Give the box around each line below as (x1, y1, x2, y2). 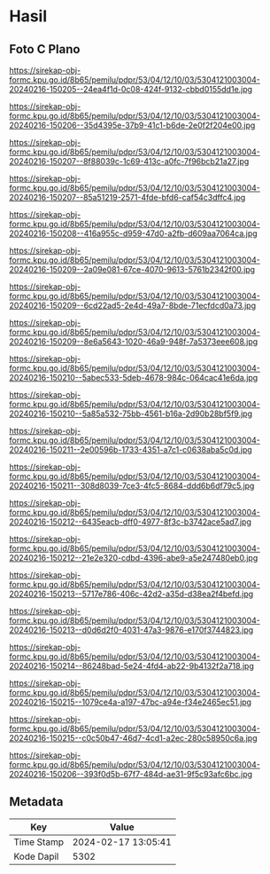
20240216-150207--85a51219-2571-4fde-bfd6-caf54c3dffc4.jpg (9, 193, 246, 202)
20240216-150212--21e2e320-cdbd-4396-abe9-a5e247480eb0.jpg (9, 553, 258, 563)
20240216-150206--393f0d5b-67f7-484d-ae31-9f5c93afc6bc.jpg (9, 769, 253, 779)
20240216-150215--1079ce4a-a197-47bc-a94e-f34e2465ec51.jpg (9, 697, 252, 707)
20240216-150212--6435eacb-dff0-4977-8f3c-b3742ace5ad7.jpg (9, 516, 252, 527)
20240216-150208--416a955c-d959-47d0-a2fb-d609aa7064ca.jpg (9, 228, 258, 239)
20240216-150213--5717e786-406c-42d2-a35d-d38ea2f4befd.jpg (9, 588, 254, 599)
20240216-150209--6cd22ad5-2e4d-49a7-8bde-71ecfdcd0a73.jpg (9, 300, 257, 311)
